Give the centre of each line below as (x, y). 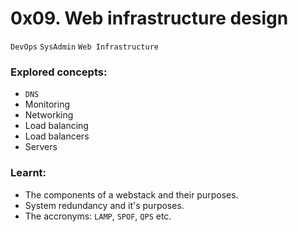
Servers (41, 147)
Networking (49, 115)
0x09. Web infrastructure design (149, 18)
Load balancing (56, 126)
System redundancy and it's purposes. (104, 205)
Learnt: (28, 173)
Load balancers (57, 136)
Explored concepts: (59, 72)
